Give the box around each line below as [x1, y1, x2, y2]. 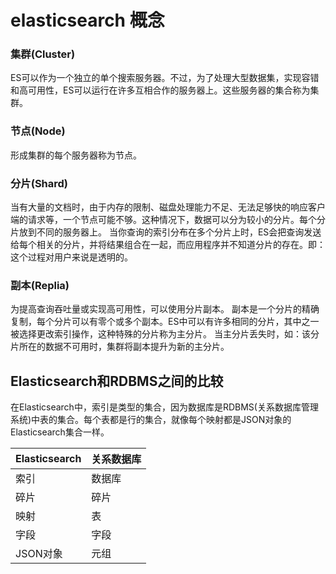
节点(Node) [10, 124, 66, 138]
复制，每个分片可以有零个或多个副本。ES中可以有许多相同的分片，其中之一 [10, 316, 320, 328]
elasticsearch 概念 [10, 9, 165, 32]
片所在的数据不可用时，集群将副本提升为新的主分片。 [10, 341, 230, 353]
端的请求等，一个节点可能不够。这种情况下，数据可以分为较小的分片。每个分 [10, 214, 326, 226]
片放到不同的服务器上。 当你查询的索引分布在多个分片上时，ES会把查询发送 [10, 226, 322, 238]
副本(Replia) [10, 279, 70, 292]
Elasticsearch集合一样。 [10, 426, 110, 438]
